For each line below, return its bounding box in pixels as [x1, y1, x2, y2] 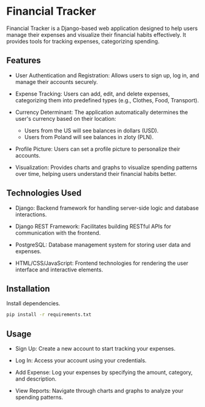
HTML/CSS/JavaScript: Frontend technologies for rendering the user [15, 259, 188, 267]
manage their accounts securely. [15, 78, 98, 85]
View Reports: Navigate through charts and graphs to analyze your [15, 387, 184, 395]
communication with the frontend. [15, 229, 101, 237]
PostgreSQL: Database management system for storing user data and [15, 241, 191, 248]
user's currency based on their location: [15, 115, 116, 122]
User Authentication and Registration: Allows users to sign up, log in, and [15, 72, 199, 79]
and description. [15, 375, 57, 382]
